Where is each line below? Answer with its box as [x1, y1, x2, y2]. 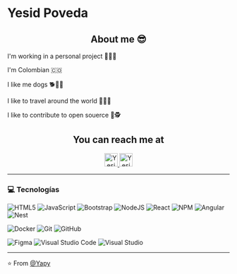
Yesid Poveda [7, 5, 89, 21]
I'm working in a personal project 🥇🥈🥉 [7, 52, 117, 60]
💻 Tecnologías [7, 184, 60, 194]
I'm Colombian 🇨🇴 [7, 66, 62, 74]
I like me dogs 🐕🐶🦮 [7, 80, 63, 89]
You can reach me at [73, 134, 164, 146]
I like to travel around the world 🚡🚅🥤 [7, 97, 111, 105]
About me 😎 [90, 33, 147, 45]
